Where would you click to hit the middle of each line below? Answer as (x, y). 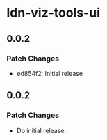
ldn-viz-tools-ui (53, 13)
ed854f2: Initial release (50, 73)
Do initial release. (41, 130)
